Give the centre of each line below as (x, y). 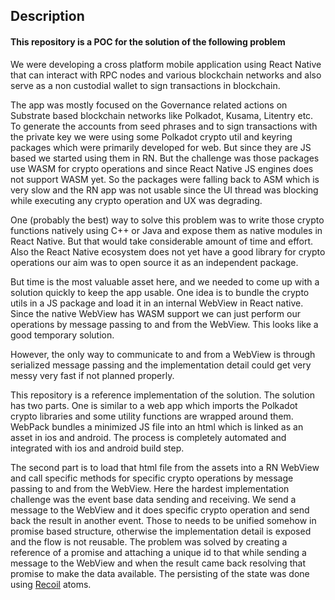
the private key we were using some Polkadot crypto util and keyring (151, 136)
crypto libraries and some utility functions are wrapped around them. (152, 416)
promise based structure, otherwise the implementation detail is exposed (161, 531)
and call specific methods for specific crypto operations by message (152, 478)
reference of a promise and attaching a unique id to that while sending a (158, 552)
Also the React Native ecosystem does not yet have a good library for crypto (168, 251)
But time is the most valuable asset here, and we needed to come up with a (165, 281)
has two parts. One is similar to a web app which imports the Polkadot (154, 405)
